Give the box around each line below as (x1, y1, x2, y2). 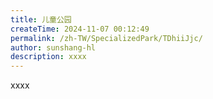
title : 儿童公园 (10, 14, 72, 25)
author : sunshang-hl (10, 42, 97, 53)
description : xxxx (10, 52, 87, 62)
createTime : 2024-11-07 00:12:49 (10, 24, 150, 34)
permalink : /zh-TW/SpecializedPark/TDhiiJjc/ (10, 33, 203, 43)
